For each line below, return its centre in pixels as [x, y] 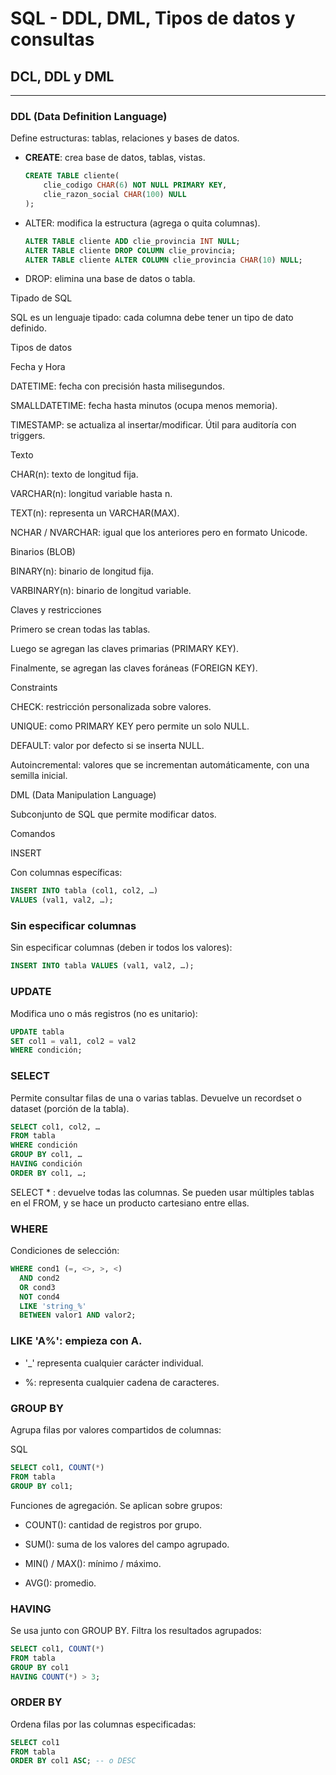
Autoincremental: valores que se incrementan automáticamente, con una [160, 765]
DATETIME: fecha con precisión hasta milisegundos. [118, 386]
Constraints [34, 688]
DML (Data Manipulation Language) [83, 795]
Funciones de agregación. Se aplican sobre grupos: [116, 1505]
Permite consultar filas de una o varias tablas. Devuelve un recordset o [156, 1098]
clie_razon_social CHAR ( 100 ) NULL [115, 195]
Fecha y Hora [38, 367]
